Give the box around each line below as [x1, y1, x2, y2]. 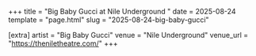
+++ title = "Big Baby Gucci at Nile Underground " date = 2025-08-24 [8, 7, 236, 16]
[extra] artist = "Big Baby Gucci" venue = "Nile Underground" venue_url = [8, 31, 249, 39]
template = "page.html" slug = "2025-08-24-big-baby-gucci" [8, 15, 209, 24]
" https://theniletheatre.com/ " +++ [8, 39, 119, 48]
